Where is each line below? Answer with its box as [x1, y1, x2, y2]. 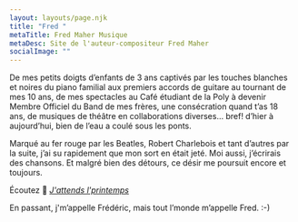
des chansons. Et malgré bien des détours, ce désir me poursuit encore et [9, 157, 286, 168]
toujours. [9, 167, 43, 178]
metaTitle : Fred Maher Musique [9, 30, 128, 39]
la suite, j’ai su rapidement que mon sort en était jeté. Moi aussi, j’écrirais [9, 147, 282, 159]
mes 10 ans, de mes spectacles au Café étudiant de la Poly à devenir [9, 92, 266, 103]
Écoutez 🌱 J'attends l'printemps [9, 185, 130, 196]
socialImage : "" [9, 47, 71, 56]
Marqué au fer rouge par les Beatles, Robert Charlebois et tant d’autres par [9, 138, 290, 149]
